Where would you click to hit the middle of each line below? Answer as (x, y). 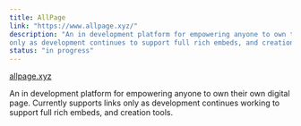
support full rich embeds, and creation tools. (91, 113)
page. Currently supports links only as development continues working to (145, 103)
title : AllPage (38, 17)
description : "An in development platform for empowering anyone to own (148, 34)
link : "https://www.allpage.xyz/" (74, 26)
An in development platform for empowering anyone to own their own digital (150, 94)
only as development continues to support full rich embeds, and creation (152, 42)
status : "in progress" (52, 51)
